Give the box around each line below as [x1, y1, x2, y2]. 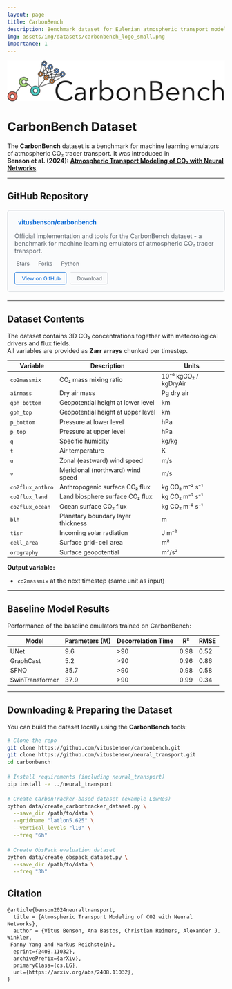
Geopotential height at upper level [59, 408, 156, 417]
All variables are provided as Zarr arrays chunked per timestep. [7, 346, 188, 354]
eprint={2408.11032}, [13, 948, 76, 955]
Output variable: [7, 563, 55, 572]
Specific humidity [59, 437, 109, 446]
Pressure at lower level [59, 417, 124, 426]
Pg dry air [161, 388, 189, 397]
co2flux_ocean [10, 503, 51, 510]
